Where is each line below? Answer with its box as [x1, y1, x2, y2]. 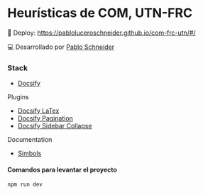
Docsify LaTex [17, 106, 60, 115]
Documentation [7, 135, 53, 144]
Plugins [7, 93, 30, 101]
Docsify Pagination [17, 114, 73, 123]
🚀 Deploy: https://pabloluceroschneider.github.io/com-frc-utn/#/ [7, 28, 197, 37]
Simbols [17, 149, 42, 157]
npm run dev [7, 181, 43, 189]
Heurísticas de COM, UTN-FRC [7, 5, 193, 21]
